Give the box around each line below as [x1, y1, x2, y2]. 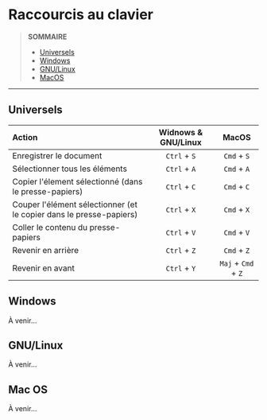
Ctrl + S [165, 150, 196, 161]
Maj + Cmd [219, 257, 254, 268]
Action [12, 131, 38, 142]
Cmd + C [223, 181, 250, 192]
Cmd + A [223, 163, 250, 174]
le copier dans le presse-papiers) [12, 208, 138, 220]
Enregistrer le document [12, 150, 103, 161]
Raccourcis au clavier [8, 6, 153, 24]
